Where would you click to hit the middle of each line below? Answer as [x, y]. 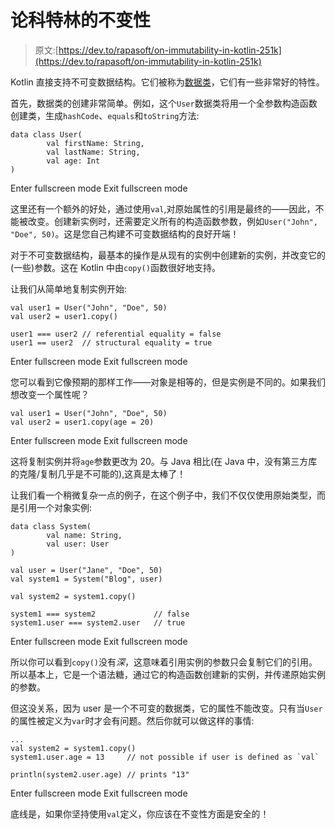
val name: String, [84, 535]
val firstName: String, [95, 143]
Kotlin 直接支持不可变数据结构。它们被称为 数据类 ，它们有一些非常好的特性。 [167, 82]
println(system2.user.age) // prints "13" [100, 774]
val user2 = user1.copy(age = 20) [82, 422]
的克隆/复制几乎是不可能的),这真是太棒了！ [98, 473]
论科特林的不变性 [81, 20]
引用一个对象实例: [55, 507]
